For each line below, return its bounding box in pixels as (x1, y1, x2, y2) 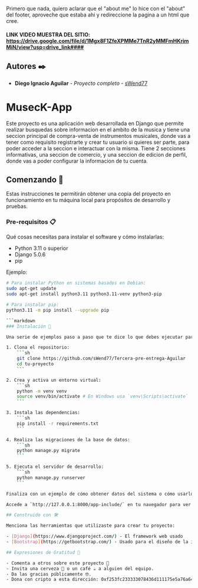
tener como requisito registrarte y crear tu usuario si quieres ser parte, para (6, 138, 190, 146)
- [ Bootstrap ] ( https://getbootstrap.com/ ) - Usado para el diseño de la (6, 539, 189, 545)
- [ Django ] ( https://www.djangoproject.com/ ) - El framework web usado (6, 533, 183, 540)
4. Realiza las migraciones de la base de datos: (6, 437, 131, 442)
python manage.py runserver (16, 474, 85, 481)
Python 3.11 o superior (14, 245, 68, 252)
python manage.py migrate (16, 448, 81, 454)
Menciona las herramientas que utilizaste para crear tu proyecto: (6, 523, 176, 529)
